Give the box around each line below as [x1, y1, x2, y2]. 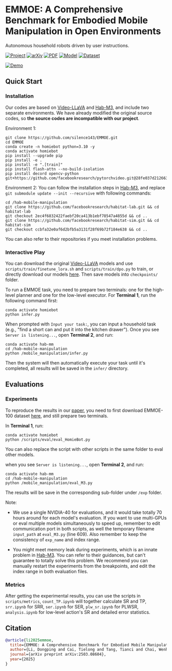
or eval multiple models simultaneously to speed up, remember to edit [12, 520, 160, 526]
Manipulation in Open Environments [5, 26, 161, 37]
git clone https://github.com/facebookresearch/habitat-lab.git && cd [5, 204, 159, 209]
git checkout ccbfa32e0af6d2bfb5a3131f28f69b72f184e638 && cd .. [5, 227, 147, 232]
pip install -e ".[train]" [5, 162, 63, 167]
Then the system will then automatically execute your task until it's [5, 359, 146, 366]
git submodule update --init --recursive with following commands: [5, 190, 152, 196]
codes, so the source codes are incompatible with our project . [5, 115, 140, 121]
